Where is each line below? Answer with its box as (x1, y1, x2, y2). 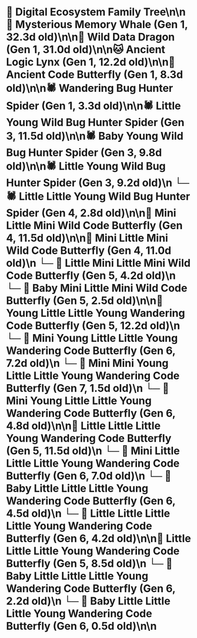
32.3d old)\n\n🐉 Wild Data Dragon (6, 31, 175, 44)
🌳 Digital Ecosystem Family (6, 5, 141, 19)
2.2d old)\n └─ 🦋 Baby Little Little (6, 594, 171, 608)
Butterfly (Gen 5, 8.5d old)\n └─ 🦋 (6, 557, 173, 570)
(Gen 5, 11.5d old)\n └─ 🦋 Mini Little (6, 444, 181, 458)
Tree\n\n (143, 5, 186, 19)
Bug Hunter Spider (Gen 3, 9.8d (6, 146, 162, 160)
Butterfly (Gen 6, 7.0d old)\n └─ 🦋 (6, 470, 172, 482)
